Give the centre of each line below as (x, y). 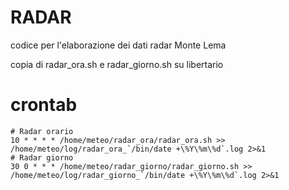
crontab (44, 105)
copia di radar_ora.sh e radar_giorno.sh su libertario (117, 64)
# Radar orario (42, 131)
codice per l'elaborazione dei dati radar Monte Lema (118, 45)
